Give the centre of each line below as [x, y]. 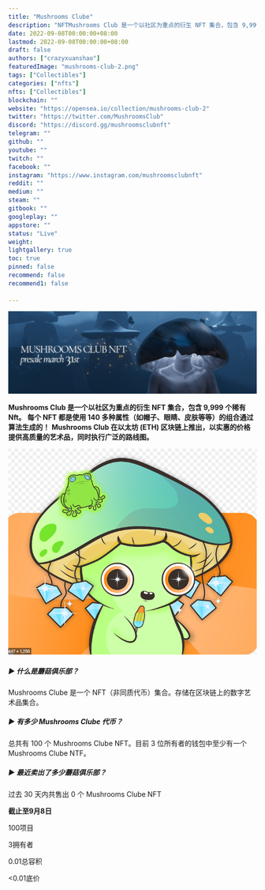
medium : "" [26, 192]
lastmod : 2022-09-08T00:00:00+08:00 [68, 42]
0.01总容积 [25, 861]
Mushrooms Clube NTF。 [49, 753]
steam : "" [24, 200]
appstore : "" [30, 225]
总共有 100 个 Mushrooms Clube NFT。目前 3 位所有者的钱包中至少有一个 [128, 743]
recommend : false [37, 275]
